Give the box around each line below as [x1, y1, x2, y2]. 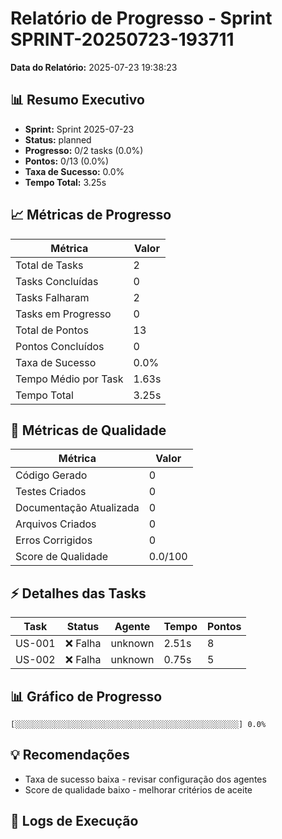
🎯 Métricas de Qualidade [10, 422, 167, 439]
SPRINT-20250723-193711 [10, 28, 235, 51]
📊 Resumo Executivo [10, 92, 145, 109]
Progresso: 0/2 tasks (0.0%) [24, 144, 144, 156]
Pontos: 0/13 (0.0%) [24, 155, 110, 167]
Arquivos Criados [15, 517, 97, 531]
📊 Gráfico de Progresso [10, 688, 163, 705]
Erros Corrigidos [15, 533, 93, 547]
